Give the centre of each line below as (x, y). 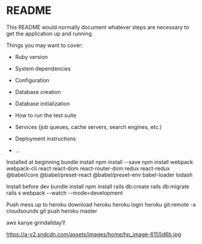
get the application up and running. (50, 33)
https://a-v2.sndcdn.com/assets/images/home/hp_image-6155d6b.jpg (94, 234)
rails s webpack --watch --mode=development (65, 193)
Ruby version (31, 57)
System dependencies (43, 68)
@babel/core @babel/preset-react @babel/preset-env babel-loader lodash (99, 175)
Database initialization (43, 104)
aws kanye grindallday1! (36, 222)
